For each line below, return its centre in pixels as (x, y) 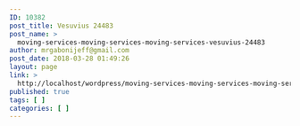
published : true (39, 91)
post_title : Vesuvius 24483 (62, 26)
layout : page (33, 67)
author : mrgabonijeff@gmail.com (69, 51)
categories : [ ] (39, 108)
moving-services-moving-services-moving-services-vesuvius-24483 (142, 42)
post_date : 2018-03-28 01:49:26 (69, 59)
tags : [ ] (28, 100)
